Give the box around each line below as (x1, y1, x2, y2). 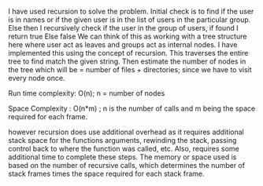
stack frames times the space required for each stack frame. (8, 169, 205, 178)
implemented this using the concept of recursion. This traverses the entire (8, 49, 249, 57)
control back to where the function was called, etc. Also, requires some (8, 144, 239, 153)
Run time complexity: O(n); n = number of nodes (8, 89, 165, 97)
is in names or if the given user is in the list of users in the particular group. (8, 15, 251, 24)
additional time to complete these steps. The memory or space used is (8, 152, 237, 162)
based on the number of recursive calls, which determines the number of (8, 161, 246, 170)
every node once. (8, 74, 65, 82)
